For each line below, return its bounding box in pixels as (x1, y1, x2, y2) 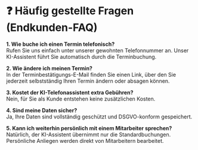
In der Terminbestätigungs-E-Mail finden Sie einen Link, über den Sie (6, 71, 177, 78)
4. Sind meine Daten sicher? (6, 107, 78, 114)
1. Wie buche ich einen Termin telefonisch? (6, 40, 115, 48)
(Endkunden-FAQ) (6, 21, 98, 35)
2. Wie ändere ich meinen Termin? (6, 64, 92, 71)
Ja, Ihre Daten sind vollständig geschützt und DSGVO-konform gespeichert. (6, 113, 193, 120)
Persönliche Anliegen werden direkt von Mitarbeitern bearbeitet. (6, 137, 164, 144)
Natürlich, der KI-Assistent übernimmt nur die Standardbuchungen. (6, 131, 171, 138)
